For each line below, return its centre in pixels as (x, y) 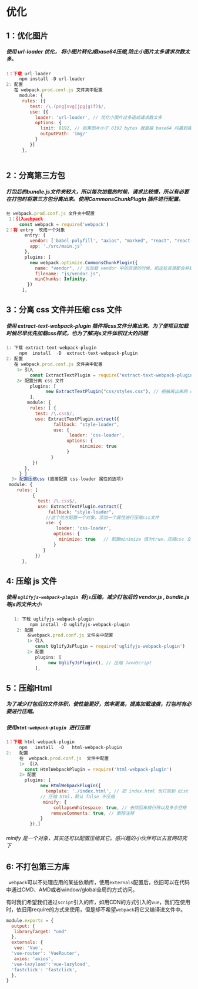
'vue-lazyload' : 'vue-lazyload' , (51, 964)
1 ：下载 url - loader (28, 74)
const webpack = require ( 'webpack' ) (64, 224)
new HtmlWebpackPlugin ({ (71, 786)
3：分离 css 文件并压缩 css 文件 (64, 310)
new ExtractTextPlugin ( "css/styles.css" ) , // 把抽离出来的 (117, 392)
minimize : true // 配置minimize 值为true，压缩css (121, 540)
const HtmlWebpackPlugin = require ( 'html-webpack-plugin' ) (98, 769)
